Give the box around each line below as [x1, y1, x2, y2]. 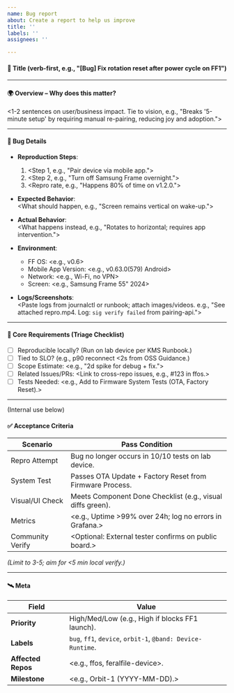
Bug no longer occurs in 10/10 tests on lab [70, 451, 211, 461]
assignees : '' [7, 36, 49, 43]
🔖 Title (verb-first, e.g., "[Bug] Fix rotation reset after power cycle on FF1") [7, 64, 227, 72]
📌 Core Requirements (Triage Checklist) [7, 330, 125, 339]
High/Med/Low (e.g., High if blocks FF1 [69, 613, 198, 623]
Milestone [10, 673, 45, 683]
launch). [69, 622, 96, 632]
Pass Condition [120, 439, 173, 449]
